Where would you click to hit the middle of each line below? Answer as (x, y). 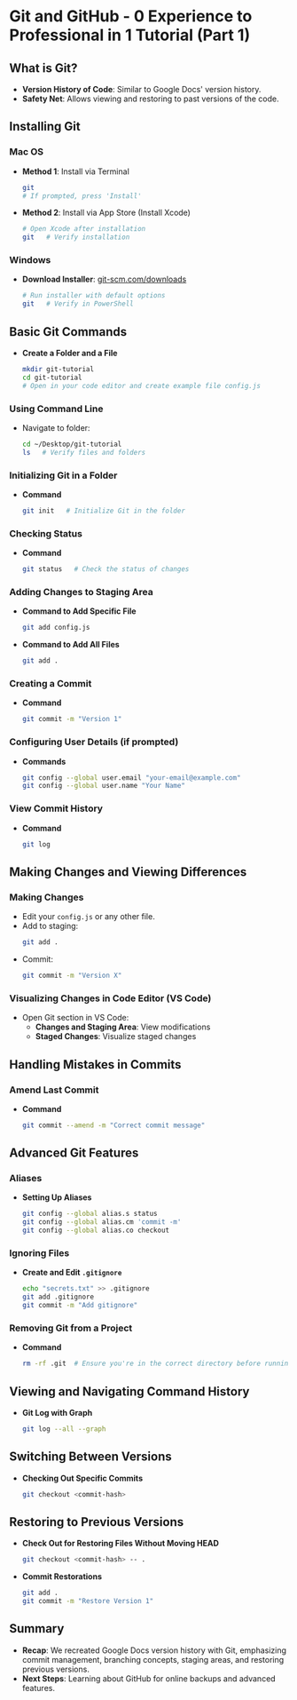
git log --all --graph (64, 1429)
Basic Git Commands (68, 332)
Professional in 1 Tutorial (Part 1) (130, 35)
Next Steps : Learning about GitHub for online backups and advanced (149, 1678)
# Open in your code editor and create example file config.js (141, 385)
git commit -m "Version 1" (72, 719)
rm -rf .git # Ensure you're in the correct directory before (141, 1364)
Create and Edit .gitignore (72, 1273)
